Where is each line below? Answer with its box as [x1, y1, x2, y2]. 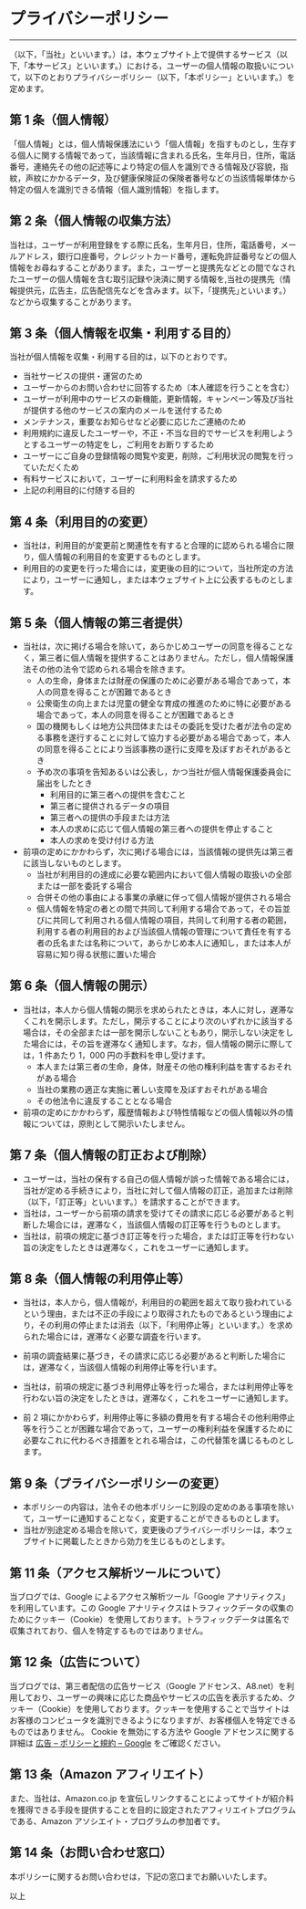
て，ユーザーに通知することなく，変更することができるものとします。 [22, 1513, 285, 1524]
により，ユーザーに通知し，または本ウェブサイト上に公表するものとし [22, 574, 286, 585]
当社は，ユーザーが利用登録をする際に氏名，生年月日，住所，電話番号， [9, 239, 280, 250]
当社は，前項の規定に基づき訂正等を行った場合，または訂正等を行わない [22, 1230, 294, 1241]
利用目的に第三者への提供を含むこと [49, 789, 187, 799]
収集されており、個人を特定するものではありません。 [9, 1625, 209, 1636]
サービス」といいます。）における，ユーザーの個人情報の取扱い [36, 60, 270, 71]
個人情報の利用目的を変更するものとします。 [37, 551, 206, 562]
